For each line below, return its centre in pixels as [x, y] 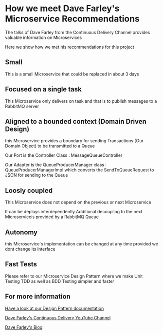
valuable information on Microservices [44, 37]
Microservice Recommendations [72, 19]
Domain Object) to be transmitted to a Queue [50, 146]
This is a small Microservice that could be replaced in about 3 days [72, 74]
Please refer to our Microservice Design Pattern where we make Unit [74, 276]
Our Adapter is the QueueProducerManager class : [56, 165]
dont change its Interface [30, 249]
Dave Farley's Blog [24, 327]
